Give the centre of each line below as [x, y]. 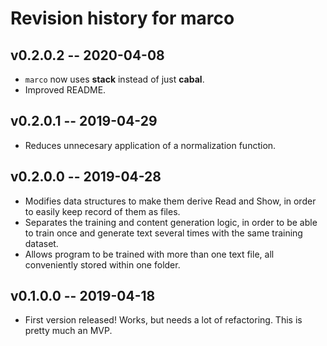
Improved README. [65, 90]
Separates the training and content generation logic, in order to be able [171, 222]
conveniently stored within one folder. [102, 264]
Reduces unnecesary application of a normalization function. [150, 145]
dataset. [41, 243]
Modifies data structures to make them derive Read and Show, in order [170, 201]
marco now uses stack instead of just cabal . [114, 79]
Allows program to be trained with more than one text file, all [149, 254]
